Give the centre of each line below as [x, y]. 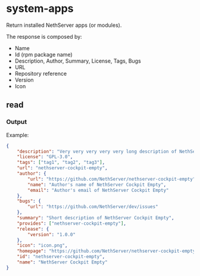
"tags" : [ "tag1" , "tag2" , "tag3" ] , [61, 163]
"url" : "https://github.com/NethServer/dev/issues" [93, 207]
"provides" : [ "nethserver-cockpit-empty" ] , [72, 223]
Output [17, 122]
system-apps [40, 9]
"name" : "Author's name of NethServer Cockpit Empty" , [97, 184]
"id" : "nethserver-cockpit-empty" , [61, 257]
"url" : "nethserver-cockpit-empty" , [62, 168]
